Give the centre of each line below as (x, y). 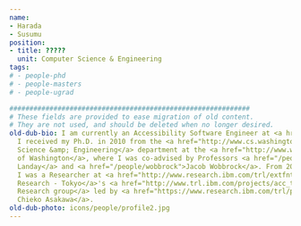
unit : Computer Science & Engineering (90, 59)
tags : (19, 68)
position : (28, 42)
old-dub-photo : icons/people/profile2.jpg (90, 208)
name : (19, 17)
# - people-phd (38, 76)
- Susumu (26, 34)
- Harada (26, 26)
